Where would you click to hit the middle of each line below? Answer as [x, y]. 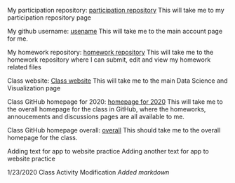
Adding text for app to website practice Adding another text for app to [108, 151]
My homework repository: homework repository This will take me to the [110, 52]
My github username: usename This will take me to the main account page [115, 31]
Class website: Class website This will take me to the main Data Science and [117, 81]
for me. [18, 39]
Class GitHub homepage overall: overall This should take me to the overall [114, 130]
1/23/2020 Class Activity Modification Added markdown [88, 172]
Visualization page [34, 88]
